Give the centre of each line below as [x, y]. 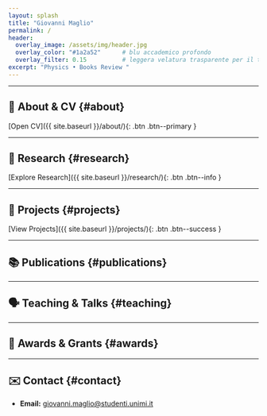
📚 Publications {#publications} [88, 262]
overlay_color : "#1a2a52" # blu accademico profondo [114, 52]
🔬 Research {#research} [69, 158]
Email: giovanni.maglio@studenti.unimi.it [86, 404]
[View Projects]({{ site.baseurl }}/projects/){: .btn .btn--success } [115, 229]
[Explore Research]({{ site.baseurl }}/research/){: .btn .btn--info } [115, 177]
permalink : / [30, 30]
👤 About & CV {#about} [66, 107]
